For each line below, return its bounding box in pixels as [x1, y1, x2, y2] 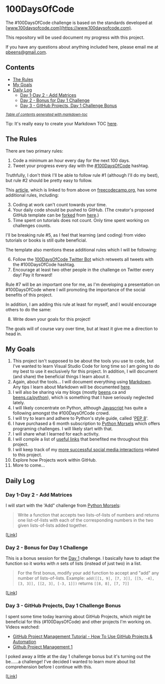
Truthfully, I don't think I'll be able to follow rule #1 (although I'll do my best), [5, 172, 159, 178]
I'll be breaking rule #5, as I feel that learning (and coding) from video [5, 232, 146, 238]
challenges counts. [12, 222, 52, 228]
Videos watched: [5, 624, 40, 629]
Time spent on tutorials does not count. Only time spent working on [12, 217, 149, 223]
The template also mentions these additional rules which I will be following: [5, 246, 157, 252]
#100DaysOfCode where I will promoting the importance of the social [5, 286, 145, 293]
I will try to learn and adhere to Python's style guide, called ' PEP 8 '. [12, 415, 149, 421]
